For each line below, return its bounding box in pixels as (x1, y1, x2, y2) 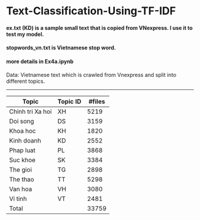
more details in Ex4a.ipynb (6, 58, 74, 65)
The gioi (9, 165, 32, 173)
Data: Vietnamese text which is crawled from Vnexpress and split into (6, 71, 177, 78)
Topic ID (57, 97, 82, 106)
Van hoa (9, 185, 33, 193)
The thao (9, 175, 35, 183)
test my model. (6, 30, 44, 38)
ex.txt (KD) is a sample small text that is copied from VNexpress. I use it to (6, 24, 193, 31)
